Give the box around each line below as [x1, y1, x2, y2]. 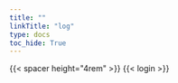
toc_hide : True [9, 38, 67, 48]
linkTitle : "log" [9, 22, 75, 31]
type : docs [9, 30, 51, 39]
